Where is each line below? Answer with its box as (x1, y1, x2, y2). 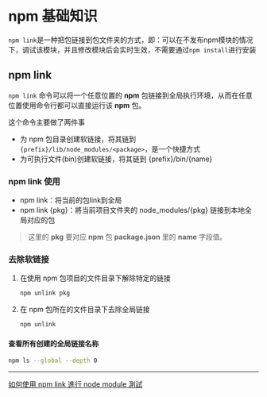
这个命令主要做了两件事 (8, 117, 85, 127)
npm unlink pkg (19, 289, 71, 298)
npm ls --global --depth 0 (8, 357, 98, 365)
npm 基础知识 (8, 7, 98, 25)
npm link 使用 (8, 175, 61, 187)
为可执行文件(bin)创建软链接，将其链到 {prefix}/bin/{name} (19, 154, 213, 164)
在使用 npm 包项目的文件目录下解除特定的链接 (19, 273, 171, 283)
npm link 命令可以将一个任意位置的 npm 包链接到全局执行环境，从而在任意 (8, 91, 253, 100)
